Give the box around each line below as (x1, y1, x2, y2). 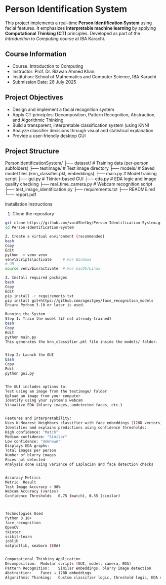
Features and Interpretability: (5, 416, 72, 421)
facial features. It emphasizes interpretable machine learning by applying (5, 25, 156, 31)
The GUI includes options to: (5, 384, 68, 389)
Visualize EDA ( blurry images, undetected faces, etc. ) (5, 402, 123, 408)
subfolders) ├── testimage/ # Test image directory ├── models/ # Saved (5, 165, 155, 171)
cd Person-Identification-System (5, 225, 74, 230)
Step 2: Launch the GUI (5, 352, 54, 357)
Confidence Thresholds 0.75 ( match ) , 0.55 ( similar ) (5, 493, 121, 498)
